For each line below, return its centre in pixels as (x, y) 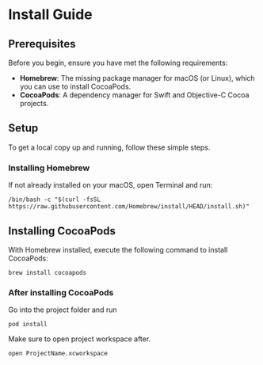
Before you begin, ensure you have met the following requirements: (118, 63)
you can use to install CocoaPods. (75, 86)
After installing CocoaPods (61, 292)
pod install (28, 325)
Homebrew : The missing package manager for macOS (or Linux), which (137, 78)
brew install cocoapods (48, 272)
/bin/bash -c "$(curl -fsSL (55, 200)
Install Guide (50, 15)
